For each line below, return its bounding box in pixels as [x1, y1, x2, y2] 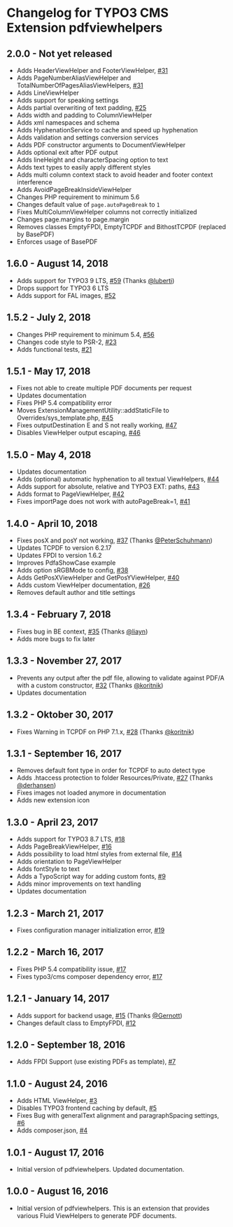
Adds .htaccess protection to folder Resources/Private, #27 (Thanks [16, 774, 213, 782]
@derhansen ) [16, 781, 57, 790]
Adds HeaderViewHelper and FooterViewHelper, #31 [16, 67, 169, 74]
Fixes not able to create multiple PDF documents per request [16, 384, 192, 392]
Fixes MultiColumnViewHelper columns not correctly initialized [16, 208, 197, 216]
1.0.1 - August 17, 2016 [6, 1146, 104, 1158]
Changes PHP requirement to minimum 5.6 [16, 193, 140, 201]
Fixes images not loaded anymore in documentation [16, 788, 167, 797]
